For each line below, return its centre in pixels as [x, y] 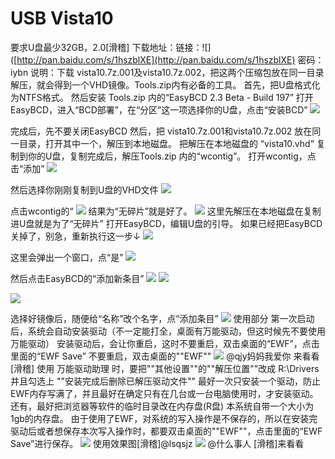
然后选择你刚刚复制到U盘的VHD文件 [84, 189]
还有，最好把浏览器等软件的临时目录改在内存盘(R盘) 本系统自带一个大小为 [162, 406]
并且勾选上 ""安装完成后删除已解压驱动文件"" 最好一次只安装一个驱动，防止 [165, 381]
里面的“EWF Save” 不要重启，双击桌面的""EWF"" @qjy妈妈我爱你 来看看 [165, 356]
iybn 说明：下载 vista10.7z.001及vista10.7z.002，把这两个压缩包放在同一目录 [167, 72]
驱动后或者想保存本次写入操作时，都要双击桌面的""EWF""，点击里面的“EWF [166, 431]
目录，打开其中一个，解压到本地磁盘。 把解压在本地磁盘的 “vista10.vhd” [166, 143]
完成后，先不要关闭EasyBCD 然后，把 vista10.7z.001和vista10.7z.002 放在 [161, 131]
